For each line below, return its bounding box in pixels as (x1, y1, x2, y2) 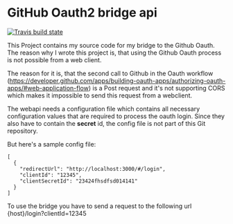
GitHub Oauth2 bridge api (7, 5, 157, 21)
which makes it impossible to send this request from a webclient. (7, 91, 193, 100)
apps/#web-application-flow (7, 84, 89, 92)
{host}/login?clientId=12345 (7, 209, 87, 217)
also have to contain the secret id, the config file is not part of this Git (7, 119, 206, 127)
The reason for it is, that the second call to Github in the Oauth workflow (7, 69, 214, 77)
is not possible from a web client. (7, 55, 102, 64)
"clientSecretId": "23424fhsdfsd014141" (19, 178, 138, 185)
